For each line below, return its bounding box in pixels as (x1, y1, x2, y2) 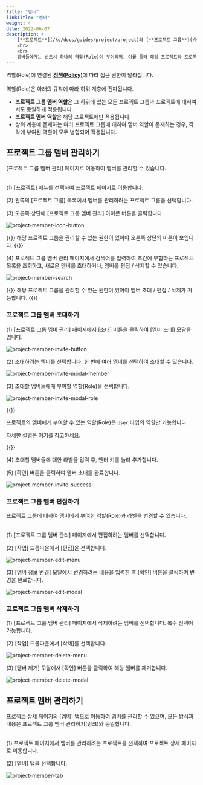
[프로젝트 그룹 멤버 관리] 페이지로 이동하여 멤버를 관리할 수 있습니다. (6, 164, 167, 172)
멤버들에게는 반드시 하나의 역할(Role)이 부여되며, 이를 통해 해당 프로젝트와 (17, 54, 182, 60)
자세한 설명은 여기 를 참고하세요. (6, 431, 81, 439)
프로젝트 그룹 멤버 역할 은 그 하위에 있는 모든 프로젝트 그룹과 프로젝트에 (14, 98, 181, 105)
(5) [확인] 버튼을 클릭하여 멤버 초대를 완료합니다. (6, 469, 121, 476)
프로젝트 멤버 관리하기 (6, 696, 83, 706)
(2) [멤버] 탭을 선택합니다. (6, 760, 68, 767)
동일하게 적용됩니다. (26, 105, 74, 112)
